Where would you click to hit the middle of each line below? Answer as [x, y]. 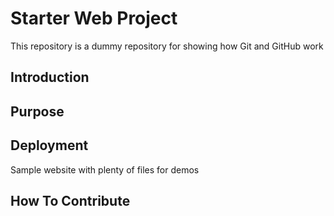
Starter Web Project [94, 18]
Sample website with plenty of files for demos [105, 169]
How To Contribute [70, 200]
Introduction [50, 77]
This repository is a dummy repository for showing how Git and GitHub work [167, 46]
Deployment [49, 145]
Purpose [37, 111]
